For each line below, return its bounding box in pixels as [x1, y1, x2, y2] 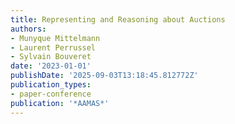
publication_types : [10, 80, 92, 90]
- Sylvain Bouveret [10, 52, 92, 62]
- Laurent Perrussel [10, 42, 97, 53]
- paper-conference [10, 89, 92, 99]
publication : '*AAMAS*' [10, 98, 110, 108]
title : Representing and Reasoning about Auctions [10, 14, 226, 25]
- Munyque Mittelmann [10, 33, 101, 43]
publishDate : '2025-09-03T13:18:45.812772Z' [10, 71, 199, 81]
